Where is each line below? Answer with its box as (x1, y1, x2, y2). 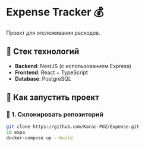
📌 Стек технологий (6, 47, 79, 57)
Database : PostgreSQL (14, 75, 72, 82)
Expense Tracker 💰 (6, 5, 104, 19)
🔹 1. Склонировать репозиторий (6, 111, 104, 119)
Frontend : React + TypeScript (14, 69, 88, 76)
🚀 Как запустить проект (6, 93, 100, 103)
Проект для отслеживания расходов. (6, 29, 100, 36)
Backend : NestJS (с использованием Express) (14, 62, 132, 69)
